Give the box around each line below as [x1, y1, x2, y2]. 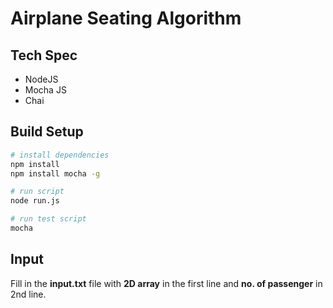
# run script [10, 187, 65, 197]
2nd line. [10, 288, 47, 300]
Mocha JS [24, 84, 67, 96]
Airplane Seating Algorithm [10, 7, 242, 30]
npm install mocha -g [10, 168, 101, 179]
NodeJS [24, 73, 59, 85]
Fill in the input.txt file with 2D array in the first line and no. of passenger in [10, 277, 323, 289]
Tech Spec [10, 47, 78, 64]
